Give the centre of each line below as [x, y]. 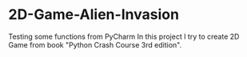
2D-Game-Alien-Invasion [94, 15]
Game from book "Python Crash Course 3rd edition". [95, 44]
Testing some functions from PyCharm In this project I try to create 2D [124, 36]
